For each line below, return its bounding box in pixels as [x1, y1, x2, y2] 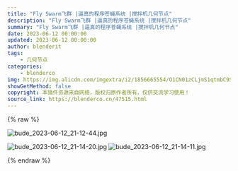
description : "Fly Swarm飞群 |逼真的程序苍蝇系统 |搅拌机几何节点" [7, 17, 191, 24]
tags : [7, 50, 23, 57]
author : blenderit [7, 43, 62, 50]
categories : [7, 63, 42, 70]
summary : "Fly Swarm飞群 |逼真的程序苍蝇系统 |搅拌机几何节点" [7, 23, 178, 30]
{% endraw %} [7, 156, 51, 165]
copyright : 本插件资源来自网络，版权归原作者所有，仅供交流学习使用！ [7, 89, 190, 96]
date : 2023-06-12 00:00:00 [7, 30, 87, 37]
